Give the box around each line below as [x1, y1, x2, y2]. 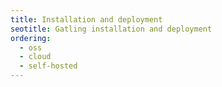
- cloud [19, 52, 52, 62]
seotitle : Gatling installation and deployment [10, 24, 213, 34]
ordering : [10, 33, 52, 43]
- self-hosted [19, 61, 78, 71]
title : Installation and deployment [10, 14, 163, 25]
